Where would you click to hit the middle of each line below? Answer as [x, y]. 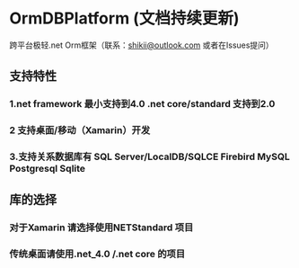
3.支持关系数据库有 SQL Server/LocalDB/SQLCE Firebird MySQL [149, 156]
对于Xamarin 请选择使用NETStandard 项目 [101, 228]
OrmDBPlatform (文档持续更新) [124, 18]
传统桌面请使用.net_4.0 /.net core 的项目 [97, 255]
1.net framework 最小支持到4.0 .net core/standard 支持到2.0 [142, 104]
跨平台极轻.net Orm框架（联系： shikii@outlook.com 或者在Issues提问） [141, 45]
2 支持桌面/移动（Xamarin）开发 [80, 130]
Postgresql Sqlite [48, 169]
